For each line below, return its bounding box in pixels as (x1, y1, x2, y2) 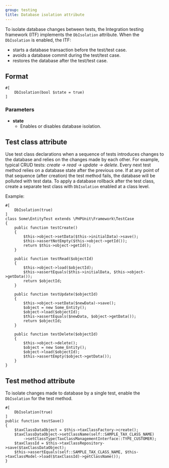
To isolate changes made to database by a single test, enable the (5, 390, 140, 396)
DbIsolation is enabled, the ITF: (5, 37, 72, 43)
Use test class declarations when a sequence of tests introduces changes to (5, 151, 164, 157)
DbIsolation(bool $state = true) (14, 90, 85, 95)
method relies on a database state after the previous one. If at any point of (5, 167, 160, 173)
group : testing (5, 7, 37, 13)
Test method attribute (5, 376, 75, 385)
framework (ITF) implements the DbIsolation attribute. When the (5, 31, 140, 38)
